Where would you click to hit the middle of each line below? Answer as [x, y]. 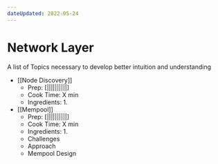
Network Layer [51, 47]
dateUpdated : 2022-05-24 [43, 13]
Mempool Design [52, 153]
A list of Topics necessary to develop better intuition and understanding [109, 67]
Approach [42, 146]
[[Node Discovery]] [45, 80]
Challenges [44, 139]
